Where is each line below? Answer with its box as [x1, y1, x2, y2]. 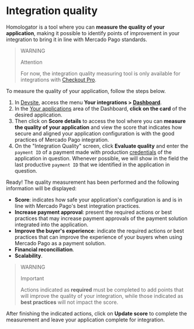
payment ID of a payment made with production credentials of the [14, 148, 172, 156]
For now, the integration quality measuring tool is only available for [20, 70, 181, 77]
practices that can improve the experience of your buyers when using [14, 233, 183, 241]
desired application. [14, 111, 63, 118]
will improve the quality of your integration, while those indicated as [20, 292, 183, 299]
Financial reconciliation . [14, 246, 74, 253]
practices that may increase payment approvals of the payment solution [14, 215, 188, 222]
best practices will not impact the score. [20, 299, 119, 306]
